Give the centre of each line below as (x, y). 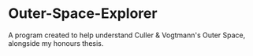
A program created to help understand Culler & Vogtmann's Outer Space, (127, 35)
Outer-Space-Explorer (83, 14)
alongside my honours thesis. (56, 43)
